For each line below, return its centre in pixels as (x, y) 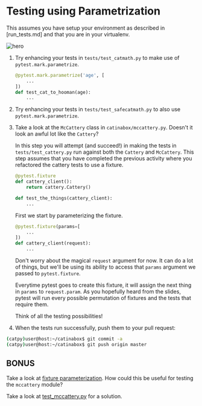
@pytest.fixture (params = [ (47, 226)
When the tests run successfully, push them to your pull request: (95, 328)
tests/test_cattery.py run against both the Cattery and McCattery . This (104, 152)
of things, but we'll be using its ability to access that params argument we (105, 267)
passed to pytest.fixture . (48, 273)
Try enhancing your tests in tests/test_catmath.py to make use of (97, 57)
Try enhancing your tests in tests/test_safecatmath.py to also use (98, 110)
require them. (32, 304)
